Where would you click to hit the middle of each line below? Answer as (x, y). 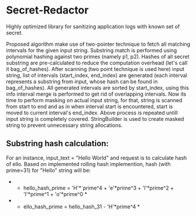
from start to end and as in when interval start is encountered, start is (90, 106)
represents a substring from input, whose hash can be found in (82, 81)
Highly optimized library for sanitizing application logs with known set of (93, 26)
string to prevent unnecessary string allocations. (64, 125)
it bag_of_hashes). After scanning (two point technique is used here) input (95, 69)
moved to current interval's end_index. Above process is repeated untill (92, 113)
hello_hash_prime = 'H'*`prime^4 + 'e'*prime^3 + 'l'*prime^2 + (99, 188)
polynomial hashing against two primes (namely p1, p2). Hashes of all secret (98, 56)
